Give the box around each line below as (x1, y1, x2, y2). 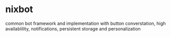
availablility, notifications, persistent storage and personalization (5, 25, 141, 31)
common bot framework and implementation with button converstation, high (5, 20, 166, 26)
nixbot (5, 4, 33, 15)
